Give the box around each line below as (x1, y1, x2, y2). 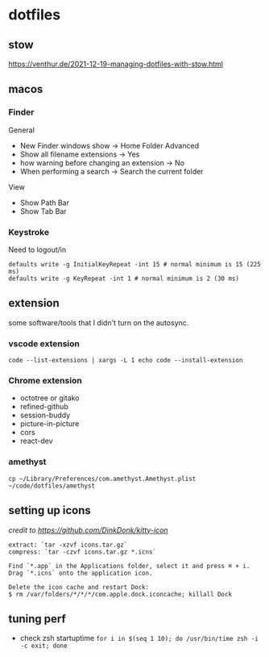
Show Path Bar (19, 198, 70, 207)
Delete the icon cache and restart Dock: (8, 583, 150, 591)
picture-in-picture (19, 419, 80, 429)
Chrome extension (8, 375, 82, 387)
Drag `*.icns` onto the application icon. (8, 569, 153, 577)
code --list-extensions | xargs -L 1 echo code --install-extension (8, 357, 243, 365)
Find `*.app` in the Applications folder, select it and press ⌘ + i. (8, 562, 250, 570)
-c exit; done (19, 642, 68, 651)
